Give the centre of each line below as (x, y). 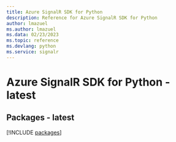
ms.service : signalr (33, 52)
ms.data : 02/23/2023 (33, 35)
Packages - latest (40, 118)
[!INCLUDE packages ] (34, 132)
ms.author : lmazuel (31, 29)
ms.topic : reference (33, 40)
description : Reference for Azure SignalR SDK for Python (82, 18)
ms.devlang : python (31, 47)
